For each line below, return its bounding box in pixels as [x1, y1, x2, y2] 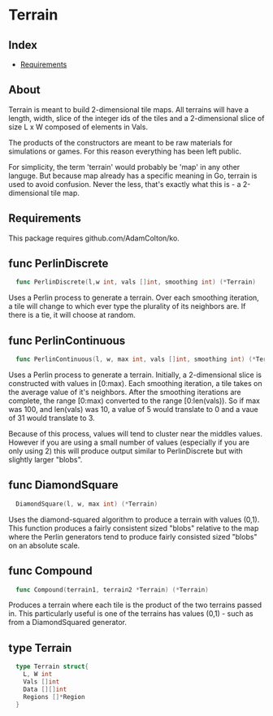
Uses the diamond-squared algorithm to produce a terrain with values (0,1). [8, 514, 260, 524]
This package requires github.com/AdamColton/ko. [8, 233, 180, 243]
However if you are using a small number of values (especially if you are [8, 437, 250, 447]
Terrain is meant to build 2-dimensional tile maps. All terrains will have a [8, 104, 249, 115]
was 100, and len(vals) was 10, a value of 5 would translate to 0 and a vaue [8, 405, 258, 414]
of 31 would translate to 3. [8, 413, 95, 423]
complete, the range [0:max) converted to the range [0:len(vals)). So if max [8, 396, 260, 406]
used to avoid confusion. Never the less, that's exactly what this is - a [8, 179, 241, 189]
